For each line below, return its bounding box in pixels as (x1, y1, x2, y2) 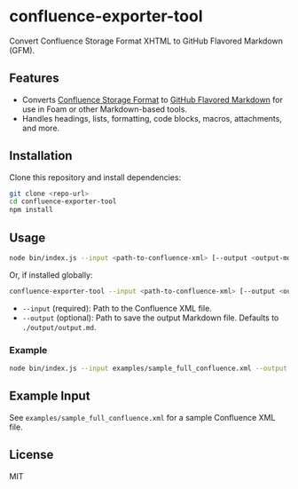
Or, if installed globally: (9, 269, 93, 280)
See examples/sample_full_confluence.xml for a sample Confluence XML (9, 412, 276, 422)
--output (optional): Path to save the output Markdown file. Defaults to (21, 312, 279, 323)
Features (9, 71, 59, 86)
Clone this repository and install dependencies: (9, 171, 182, 183)
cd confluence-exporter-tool (9, 197, 117, 206)
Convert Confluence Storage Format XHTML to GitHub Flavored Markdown (9, 35, 284, 46)
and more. (21, 122, 60, 133)
